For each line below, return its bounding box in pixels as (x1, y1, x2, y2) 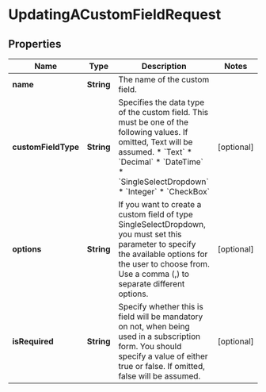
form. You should (118, 341, 182, 352)
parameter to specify (118, 239, 196, 249)
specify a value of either (118, 351, 208, 362)
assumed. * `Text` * (118, 147, 192, 157)
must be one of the (118, 117, 188, 128)
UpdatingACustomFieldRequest (8, 6, 222, 24)
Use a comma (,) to (118, 268, 190, 279)
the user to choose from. (118, 259, 210, 269)
